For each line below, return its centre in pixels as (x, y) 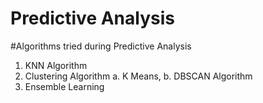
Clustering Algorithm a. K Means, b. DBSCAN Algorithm (138, 76)
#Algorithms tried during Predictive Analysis (101, 46)
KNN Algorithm (56, 65)
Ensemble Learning (64, 86)
